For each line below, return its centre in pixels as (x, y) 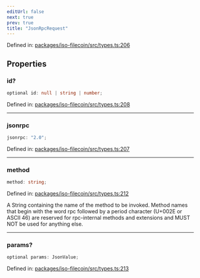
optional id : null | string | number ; (55, 93)
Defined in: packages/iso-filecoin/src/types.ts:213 (68, 268)
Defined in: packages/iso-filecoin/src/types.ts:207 (68, 149)
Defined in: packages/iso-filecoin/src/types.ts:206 (68, 45)
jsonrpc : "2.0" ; (27, 138)
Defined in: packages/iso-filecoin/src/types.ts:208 (68, 104)
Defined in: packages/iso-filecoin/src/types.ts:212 (68, 194)
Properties (27, 64)
